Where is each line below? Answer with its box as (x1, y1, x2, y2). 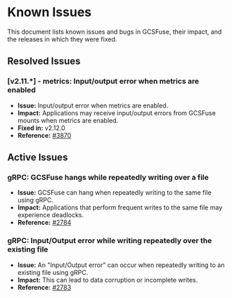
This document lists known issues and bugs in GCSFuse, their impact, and (7, 27, 222, 36)
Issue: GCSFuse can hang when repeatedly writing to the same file (17, 188, 212, 197)
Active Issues (7, 152, 68, 164)
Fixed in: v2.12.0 (17, 124, 65, 132)
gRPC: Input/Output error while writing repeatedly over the (7, 236, 212, 246)
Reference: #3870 (17, 131, 72, 139)
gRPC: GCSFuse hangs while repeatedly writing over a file (7, 172, 210, 182)
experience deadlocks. (17, 211, 84, 219)
